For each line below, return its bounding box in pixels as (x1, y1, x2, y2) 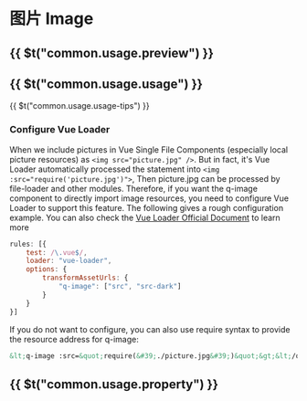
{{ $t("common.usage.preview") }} (9, 45, 215, 60)
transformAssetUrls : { (42, 273, 129, 283)
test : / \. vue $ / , (26, 248, 89, 257)
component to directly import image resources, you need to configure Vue (9, 193, 290, 204)
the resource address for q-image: (9, 333, 139, 344)
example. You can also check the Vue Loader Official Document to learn (9, 212, 281, 223)
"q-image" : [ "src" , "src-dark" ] (58, 282, 182, 291)
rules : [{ (9, 239, 48, 248)
